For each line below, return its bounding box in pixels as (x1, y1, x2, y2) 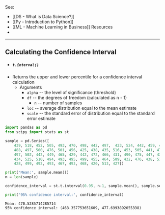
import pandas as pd (5, 125, 48, 130)
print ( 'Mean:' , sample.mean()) (5, 170, 69, 175)
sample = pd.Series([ (5, 139, 50, 143)
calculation (12, 79, 35, 85)
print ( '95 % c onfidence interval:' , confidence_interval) (5, 192, 124, 197)
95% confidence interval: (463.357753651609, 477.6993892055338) (5, 205, 141, 210)
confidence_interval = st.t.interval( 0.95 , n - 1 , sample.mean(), (5, 184, 139, 189)
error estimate (27, 116, 55, 121)
